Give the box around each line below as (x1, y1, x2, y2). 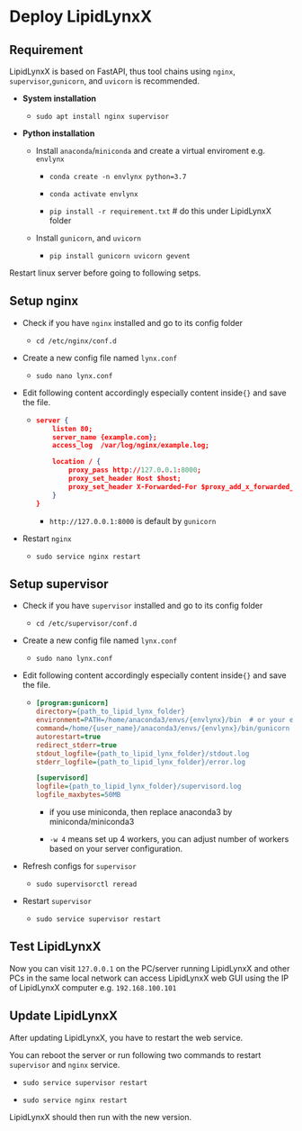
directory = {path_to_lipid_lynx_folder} (35, 707, 186, 717)
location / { (52, 457, 102, 466)
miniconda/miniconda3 (49, 817, 135, 827)
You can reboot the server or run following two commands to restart (9, 1049, 262, 1060)
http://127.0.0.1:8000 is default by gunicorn (49, 515, 217, 526)
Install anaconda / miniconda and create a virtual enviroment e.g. (35, 146, 265, 156)
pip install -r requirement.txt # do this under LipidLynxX (49, 205, 272, 216)
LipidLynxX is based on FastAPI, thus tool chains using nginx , (9, 66, 235, 77)
